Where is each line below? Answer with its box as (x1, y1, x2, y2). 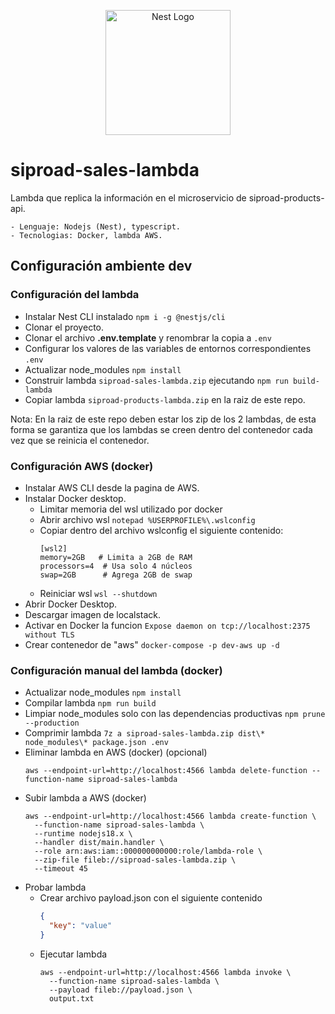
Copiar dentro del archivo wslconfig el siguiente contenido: (39, 524, 284, 536)
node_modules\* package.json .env (24, 738, 169, 748)
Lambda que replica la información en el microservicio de (10, 191, 247, 204)
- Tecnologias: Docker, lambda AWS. (10, 230, 163, 240)
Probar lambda (24, 881, 87, 894)
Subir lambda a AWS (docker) (24, 792, 147, 804)
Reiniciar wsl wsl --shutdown (39, 587, 158, 599)
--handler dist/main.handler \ (34, 838, 165, 848)
